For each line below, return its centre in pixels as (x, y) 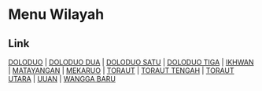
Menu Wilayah (56, 15)
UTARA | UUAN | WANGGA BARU (62, 79)
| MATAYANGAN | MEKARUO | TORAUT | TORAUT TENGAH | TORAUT (121, 71)
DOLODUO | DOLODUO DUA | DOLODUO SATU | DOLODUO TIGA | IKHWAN (131, 62)
